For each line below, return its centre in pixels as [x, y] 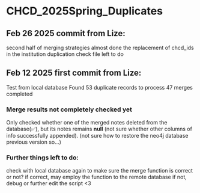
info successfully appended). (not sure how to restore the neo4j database [97, 136]
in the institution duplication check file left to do [65, 54]
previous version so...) [34, 142]
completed [20, 94]
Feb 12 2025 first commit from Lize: [74, 73]
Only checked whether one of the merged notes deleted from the [87, 123]
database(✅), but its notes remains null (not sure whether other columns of [99, 129]
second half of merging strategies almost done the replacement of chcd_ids [100, 47]
